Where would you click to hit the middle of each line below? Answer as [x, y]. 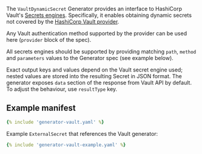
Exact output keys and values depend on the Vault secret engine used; [95, 70]
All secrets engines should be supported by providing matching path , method [101, 52]
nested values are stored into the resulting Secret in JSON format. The [94, 76]
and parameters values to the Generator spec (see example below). [90, 58]
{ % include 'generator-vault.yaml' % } [55, 122]
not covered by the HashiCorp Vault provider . [63, 22]
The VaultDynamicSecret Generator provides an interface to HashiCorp [94, 9]
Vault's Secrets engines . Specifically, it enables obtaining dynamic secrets [99, 15]
